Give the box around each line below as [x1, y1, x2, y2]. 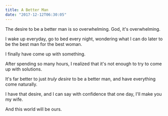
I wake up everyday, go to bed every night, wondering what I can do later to [5, 36, 163, 42]
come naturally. [5, 81, 38, 87]
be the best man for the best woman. [5, 41, 82, 47]
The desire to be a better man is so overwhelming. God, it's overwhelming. [5, 26, 161, 32]
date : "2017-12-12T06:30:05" [5, 12, 67, 17]
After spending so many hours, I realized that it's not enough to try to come [5, 61, 162, 67]
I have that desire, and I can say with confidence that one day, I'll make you [5, 91, 162, 97]
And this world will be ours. [5, 106, 62, 112]
